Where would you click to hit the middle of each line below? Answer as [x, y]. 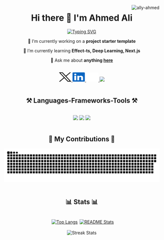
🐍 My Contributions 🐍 [82, 139]
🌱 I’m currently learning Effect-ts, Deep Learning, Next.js [82, 51]
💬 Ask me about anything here [82, 60]
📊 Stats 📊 [82, 202]
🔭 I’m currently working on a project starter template [82, 41]
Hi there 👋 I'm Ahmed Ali [82, 18]
